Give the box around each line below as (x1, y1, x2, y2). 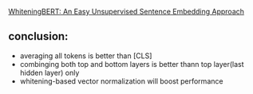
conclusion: (8, 29, 69, 43)
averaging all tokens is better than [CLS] (19, 51, 152, 61)
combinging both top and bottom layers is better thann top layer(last (19, 59, 244, 69)
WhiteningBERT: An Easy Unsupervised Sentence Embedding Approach (8, 7, 245, 16)
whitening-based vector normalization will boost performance (19, 76, 223, 86)
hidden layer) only (19, 68, 80, 77)
